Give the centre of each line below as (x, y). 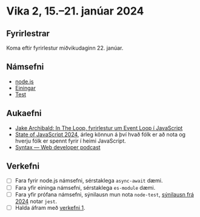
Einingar (25, 88)
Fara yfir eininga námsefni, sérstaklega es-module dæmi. (85, 187)
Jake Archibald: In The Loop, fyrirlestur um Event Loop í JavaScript (99, 128)
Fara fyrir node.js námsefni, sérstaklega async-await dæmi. (89, 181)
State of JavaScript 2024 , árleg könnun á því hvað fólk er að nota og (100, 134)
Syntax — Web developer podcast (58, 147)
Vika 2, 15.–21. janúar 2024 (75, 11)
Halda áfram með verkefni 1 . (50, 207)
